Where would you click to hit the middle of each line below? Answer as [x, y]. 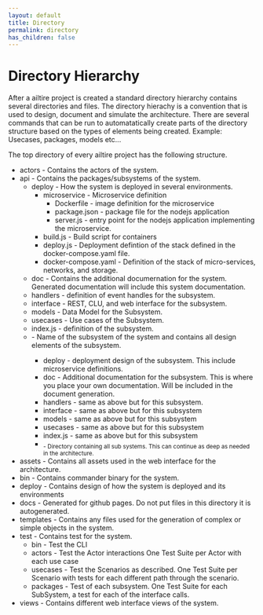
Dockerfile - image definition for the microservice [134, 203]
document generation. [79, 394]
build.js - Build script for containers [100, 237]
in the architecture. [68, 453]
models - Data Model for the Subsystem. [97, 312]
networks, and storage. [80, 270]
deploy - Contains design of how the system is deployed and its [122, 486]
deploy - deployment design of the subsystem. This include [139, 361]
